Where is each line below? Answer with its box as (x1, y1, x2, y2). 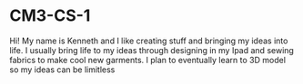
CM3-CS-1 (9, 5, 91, 26)
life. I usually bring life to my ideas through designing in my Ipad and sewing (9, 44, 294, 55)
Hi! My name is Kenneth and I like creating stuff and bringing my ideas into (9, 35, 288, 46)
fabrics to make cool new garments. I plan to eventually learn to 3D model (9, 54, 287, 65)
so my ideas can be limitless (9, 64, 116, 75)
